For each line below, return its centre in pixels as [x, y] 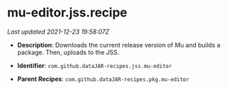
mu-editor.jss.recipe [67, 13]
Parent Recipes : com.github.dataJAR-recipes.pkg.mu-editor [103, 79]
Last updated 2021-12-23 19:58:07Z [58, 32]
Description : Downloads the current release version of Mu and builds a [119, 45]
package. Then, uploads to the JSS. [68, 52]
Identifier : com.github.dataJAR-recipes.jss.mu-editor [94, 65]
